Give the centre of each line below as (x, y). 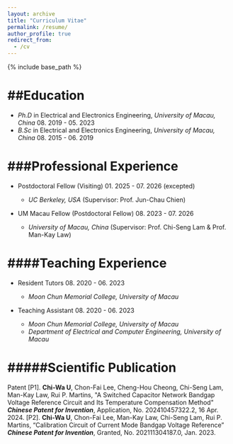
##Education (46, 96)
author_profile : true (39, 34)
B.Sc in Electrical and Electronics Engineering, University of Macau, (116, 130)
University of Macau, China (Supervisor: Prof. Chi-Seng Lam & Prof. (127, 227)
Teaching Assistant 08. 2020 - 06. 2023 (76, 310)
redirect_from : (30, 40)
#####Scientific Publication (92, 368)
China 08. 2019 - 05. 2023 (56, 123)
